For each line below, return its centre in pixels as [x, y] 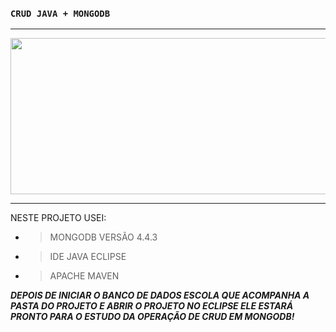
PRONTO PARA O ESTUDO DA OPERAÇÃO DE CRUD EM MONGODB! [152, 317]
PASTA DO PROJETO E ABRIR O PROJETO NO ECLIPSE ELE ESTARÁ [152, 306]
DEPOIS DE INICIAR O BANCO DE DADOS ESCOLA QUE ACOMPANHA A [160, 295]
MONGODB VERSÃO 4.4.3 [103, 237]
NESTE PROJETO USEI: [58, 218]
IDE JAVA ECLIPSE [88, 257]
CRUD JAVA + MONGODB [60, 13]
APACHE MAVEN [84, 276]
